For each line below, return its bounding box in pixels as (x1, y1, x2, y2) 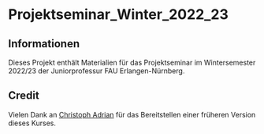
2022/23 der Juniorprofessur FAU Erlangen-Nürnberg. (8, 66, 185, 76)
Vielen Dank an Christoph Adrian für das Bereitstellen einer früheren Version (8, 110, 256, 119)
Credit (8, 89, 39, 102)
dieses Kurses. (8, 118, 57, 128)
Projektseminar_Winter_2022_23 (8, 6, 229, 24)
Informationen (8, 37, 80, 50)
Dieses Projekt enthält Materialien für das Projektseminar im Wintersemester (8, 58, 256, 67)
